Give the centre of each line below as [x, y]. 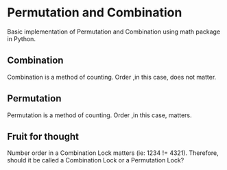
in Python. [22, 38]
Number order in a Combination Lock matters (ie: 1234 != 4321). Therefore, [113, 153]
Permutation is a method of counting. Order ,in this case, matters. [99, 115]
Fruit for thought [43, 136]
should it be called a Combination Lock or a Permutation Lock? [96, 160]
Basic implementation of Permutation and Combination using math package [114, 32]
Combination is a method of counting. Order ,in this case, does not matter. [112, 77]
